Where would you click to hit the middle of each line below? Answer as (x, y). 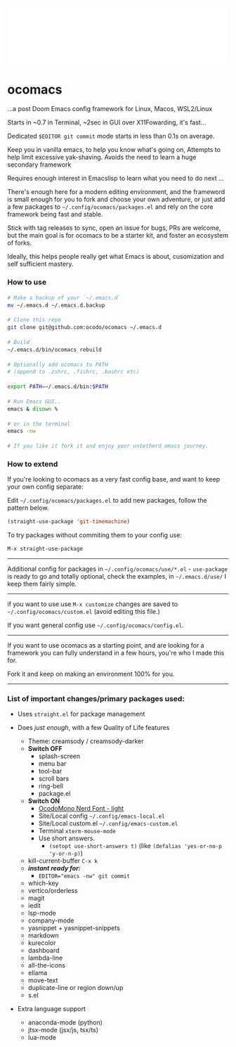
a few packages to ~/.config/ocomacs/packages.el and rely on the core (110, 207)
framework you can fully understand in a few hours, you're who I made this (116, 653)
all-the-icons (46, 965)
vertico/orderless (53, 891)
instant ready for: (54, 868)
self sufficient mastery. (40, 264)
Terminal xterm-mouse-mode (77, 831)
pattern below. (28, 508)
